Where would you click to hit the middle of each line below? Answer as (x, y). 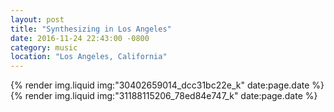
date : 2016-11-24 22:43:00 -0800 (80, 38)
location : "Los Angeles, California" (89, 57)
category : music (44, 47)
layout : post (37, 19)
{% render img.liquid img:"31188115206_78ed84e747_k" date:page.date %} (164, 96)
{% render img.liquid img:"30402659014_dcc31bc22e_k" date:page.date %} (167, 85)
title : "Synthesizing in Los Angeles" (91, 29)
